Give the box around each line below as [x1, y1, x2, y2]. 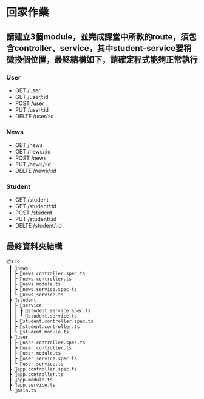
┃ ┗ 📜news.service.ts [8, 292, 64, 298]
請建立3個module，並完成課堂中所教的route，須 [6, 32, 189, 42]
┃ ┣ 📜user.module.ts [8, 350, 61, 356]
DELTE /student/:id [15, 222, 63, 230]
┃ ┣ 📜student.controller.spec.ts [8, 318, 94, 325]
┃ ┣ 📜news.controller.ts [8, 276, 72, 282]
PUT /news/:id [15, 161, 52, 168]
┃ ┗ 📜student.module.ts [8, 329, 69, 335]
